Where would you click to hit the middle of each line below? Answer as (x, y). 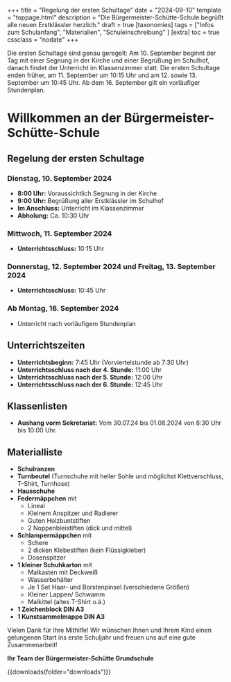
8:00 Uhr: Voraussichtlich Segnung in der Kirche (87, 193)
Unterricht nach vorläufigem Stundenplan (77, 323)
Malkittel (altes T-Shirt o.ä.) (67, 602)
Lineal (36, 506)
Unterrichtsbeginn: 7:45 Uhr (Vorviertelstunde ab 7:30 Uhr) (103, 362)
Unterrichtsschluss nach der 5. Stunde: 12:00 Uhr (90, 377)
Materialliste (35, 452)
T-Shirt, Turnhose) (44, 484)
